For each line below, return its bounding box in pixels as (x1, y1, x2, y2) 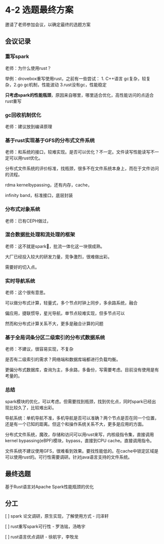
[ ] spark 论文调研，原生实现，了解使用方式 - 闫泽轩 (5, 513, 109, 519)
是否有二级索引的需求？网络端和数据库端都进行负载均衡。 (5, 356, 121, 362)
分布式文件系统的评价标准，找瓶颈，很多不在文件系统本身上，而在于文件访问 (5, 166, 159, 172)
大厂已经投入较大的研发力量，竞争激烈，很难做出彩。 (5, 254, 112, 260)
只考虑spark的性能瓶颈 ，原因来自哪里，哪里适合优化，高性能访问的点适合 (5, 92, 154, 98)
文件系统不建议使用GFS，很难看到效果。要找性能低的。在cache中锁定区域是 (5, 448, 159, 454)
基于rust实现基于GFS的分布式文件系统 (5, 137, 95, 144)
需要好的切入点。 (5, 264, 40, 270)
